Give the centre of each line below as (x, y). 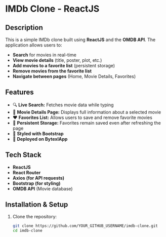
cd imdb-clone (27, 231)
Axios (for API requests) (38, 178)
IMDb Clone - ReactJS (52, 9)
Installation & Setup (37, 205)
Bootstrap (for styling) (36, 183)
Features (19, 92)
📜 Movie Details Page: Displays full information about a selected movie (87, 112)
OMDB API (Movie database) (43, 188)
